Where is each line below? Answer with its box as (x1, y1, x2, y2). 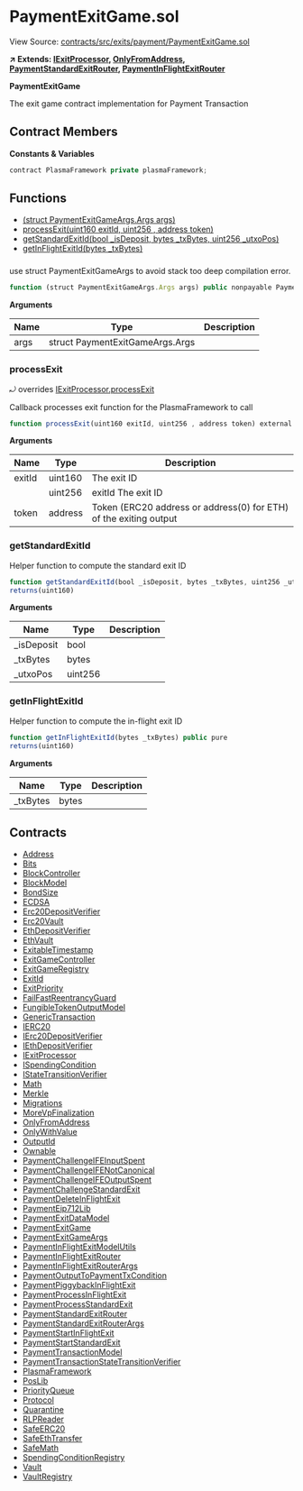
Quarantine (22, 1404, 65, 1415)
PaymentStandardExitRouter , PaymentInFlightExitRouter (9, 63, 225, 74)
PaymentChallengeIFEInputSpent (22, 1156, 146, 1166)
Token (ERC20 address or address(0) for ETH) (91, 501, 289, 514)
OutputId (22, 1136, 56, 1147)
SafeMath (22, 1442, 59, 1453)
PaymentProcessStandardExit (22, 1299, 133, 1310)
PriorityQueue (22, 1386, 75, 1396)
